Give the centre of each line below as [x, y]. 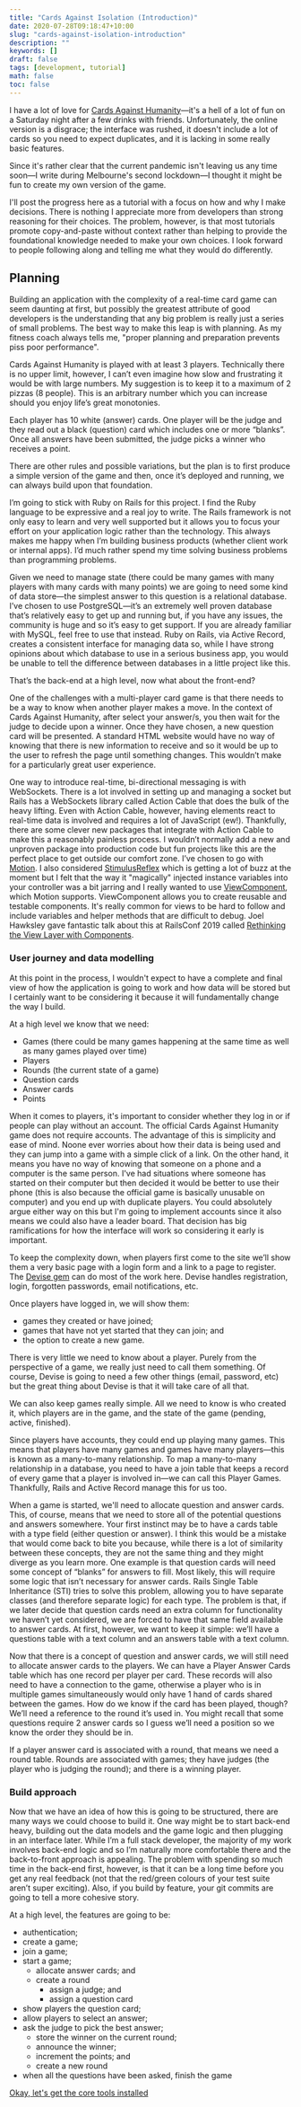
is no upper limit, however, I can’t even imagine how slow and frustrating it [146, 375]
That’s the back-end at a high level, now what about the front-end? [132, 681]
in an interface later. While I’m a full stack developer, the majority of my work [150, 1840]
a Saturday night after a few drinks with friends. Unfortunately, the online [143, 119]
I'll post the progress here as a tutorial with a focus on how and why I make [148, 202]
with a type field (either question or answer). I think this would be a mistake [148, 1533]
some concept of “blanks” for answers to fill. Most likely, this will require [142, 1572]
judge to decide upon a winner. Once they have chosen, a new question [142, 727]
